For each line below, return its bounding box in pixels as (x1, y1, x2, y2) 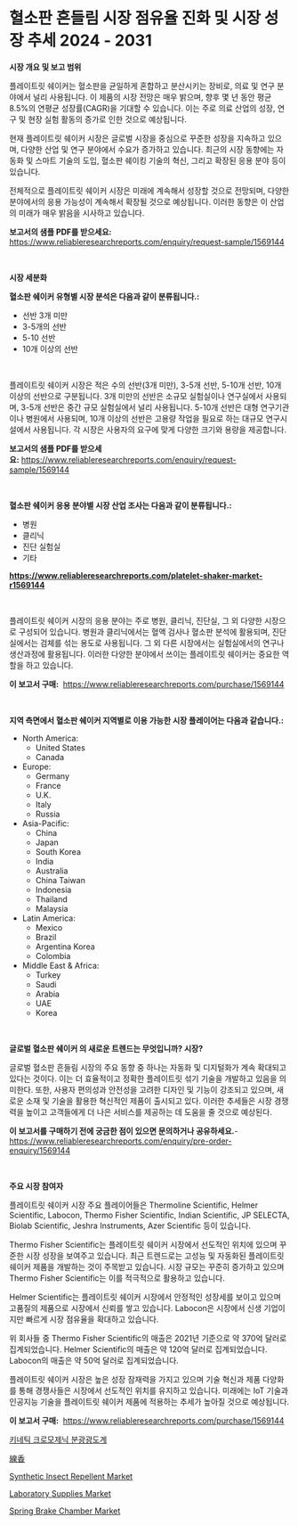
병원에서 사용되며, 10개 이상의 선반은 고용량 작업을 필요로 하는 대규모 (25, 413, 264, 423)
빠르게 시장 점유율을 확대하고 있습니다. (25, 1314, 159, 1324)
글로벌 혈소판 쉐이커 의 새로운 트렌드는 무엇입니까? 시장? (9, 1043, 203, 1054)
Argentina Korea (35, 941, 95, 952)
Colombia (35, 950, 71, 961)
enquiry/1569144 (9, 1144, 71, 1155)
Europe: (21, 761, 52, 772)
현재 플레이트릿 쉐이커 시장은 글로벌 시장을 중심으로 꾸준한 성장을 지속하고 (9, 133, 266, 143)
